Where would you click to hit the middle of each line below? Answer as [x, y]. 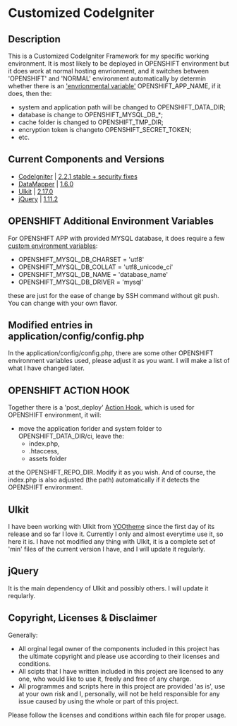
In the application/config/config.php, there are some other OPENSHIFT [111, 353]
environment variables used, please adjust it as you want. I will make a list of [119, 361]
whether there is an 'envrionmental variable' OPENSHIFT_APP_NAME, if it [115, 86]
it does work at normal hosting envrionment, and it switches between [109, 71]
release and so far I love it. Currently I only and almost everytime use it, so [116, 534]
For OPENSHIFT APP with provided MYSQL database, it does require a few [116, 238]
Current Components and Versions [86, 159]
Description [34, 39]
